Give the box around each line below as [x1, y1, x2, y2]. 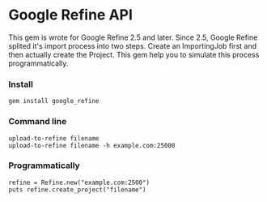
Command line [8, 116, 67, 127]
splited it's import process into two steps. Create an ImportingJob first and [8, 41, 257, 50]
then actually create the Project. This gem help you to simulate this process [8, 49, 260, 59]
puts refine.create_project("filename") [8, 185, 147, 194]
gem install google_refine [8, 97, 100, 105]
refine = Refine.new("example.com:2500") [8, 178, 150, 187]
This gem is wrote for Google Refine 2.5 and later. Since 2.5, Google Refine [8, 32, 258, 42]
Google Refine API [8, 6, 133, 24]
